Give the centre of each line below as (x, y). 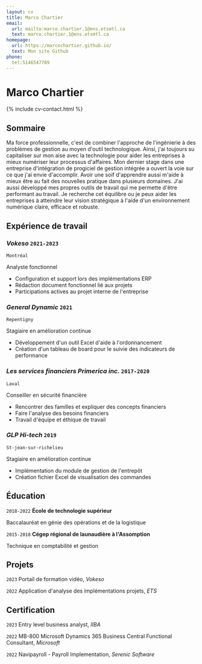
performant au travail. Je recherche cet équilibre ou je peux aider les (91, 194)
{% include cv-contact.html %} (45, 109)
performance (31, 356)
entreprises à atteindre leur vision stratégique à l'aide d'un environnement (98, 201)
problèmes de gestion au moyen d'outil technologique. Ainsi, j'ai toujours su (100, 149)
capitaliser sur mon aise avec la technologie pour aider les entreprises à (96, 155)
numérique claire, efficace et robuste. (53, 207)
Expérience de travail (47, 226)
